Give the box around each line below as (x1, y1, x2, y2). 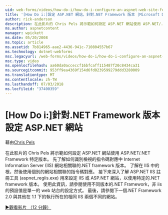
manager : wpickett (5, 30, 43, 35)
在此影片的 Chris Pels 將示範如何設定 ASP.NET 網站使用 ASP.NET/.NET (5, 150, 151, 156)
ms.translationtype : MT (5, 72, 55, 77)
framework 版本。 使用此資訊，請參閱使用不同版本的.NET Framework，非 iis (5, 181, 162, 187)
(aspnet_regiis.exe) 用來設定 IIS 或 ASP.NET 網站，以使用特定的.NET (19, 175, 160, 181)
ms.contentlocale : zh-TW (5, 77, 57, 82)
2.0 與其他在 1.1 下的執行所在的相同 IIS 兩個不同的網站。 (5, 193, 120, 200)
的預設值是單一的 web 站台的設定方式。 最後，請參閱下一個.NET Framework (5, 187, 161, 193)
